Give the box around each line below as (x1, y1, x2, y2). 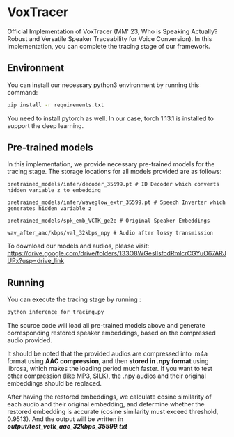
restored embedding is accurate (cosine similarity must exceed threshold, (7, 408, 219, 416)
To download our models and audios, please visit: (7, 241, 150, 251)
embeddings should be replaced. (7, 379, 102, 388)
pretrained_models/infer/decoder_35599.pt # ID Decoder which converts (7, 181, 219, 188)
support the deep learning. (7, 121, 84, 129)
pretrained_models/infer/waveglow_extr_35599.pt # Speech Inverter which (7, 199, 226, 206)
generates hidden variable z (7, 205, 92, 212)
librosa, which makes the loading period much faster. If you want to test (7, 365, 212, 373)
